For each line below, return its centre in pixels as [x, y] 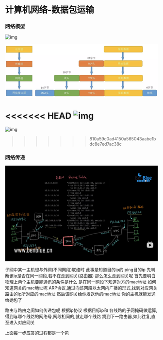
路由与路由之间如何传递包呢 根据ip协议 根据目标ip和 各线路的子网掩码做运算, [81, 310]
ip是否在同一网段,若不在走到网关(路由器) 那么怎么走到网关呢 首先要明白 [85, 276]
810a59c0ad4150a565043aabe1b [123, 139]
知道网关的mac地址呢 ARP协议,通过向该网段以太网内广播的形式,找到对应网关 [81, 288]
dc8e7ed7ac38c [106, 144]
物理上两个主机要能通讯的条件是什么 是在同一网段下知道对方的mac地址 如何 [81, 282]
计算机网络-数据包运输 [50, 10]
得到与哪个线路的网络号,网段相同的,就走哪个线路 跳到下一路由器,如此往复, [78, 317]
